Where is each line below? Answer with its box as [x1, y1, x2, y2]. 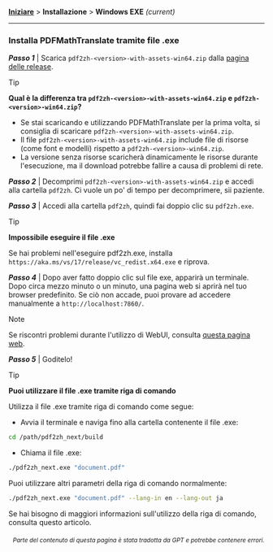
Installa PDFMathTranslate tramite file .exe [8, 34, 180, 46]
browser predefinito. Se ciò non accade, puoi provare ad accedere [8, 290, 232, 300]
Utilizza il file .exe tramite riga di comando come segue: [8, 402, 194, 411]
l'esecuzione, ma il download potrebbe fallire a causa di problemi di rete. [19, 161, 264, 171]
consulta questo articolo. [8, 517, 92, 527]
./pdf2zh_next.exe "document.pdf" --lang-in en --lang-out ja [8, 494, 223, 502]
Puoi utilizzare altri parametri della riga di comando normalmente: [8, 479, 227, 489]
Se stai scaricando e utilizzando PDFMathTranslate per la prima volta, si [19, 118, 261, 128]
